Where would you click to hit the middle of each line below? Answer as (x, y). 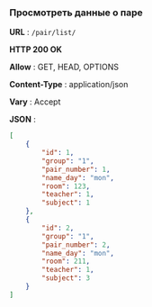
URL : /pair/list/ (43, 32)
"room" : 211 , (66, 262)
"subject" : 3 (66, 278)
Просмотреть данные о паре (76, 13)
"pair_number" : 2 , (76, 245)
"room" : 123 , (66, 186)
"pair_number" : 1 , (76, 169)
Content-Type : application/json (69, 85)
